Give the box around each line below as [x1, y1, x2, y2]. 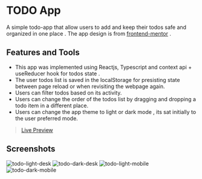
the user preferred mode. [15, 115, 79, 122]
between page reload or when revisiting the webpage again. [15, 83, 165, 90]
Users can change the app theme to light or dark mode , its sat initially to [15, 108, 197, 115]
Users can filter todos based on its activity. [15, 89, 122, 96]
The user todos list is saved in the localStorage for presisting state [15, 76, 180, 83]
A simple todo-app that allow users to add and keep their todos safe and [6, 24, 186, 31]
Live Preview [21, 126, 53, 133]
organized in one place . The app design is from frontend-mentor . [6, 30, 171, 37]
